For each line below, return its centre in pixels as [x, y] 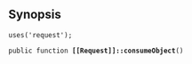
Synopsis [35, 15]
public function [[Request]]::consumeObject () [96, 51]
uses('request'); [40, 35]
